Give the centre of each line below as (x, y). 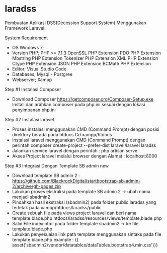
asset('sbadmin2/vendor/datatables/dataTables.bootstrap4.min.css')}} (85, 245)
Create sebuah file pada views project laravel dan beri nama (74, 213)
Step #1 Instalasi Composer (33, 89)
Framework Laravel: (25, 28)
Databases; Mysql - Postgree (42, 74)
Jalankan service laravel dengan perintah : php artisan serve (75, 150)
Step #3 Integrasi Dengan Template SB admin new (57, 165)
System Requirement (26, 38)
